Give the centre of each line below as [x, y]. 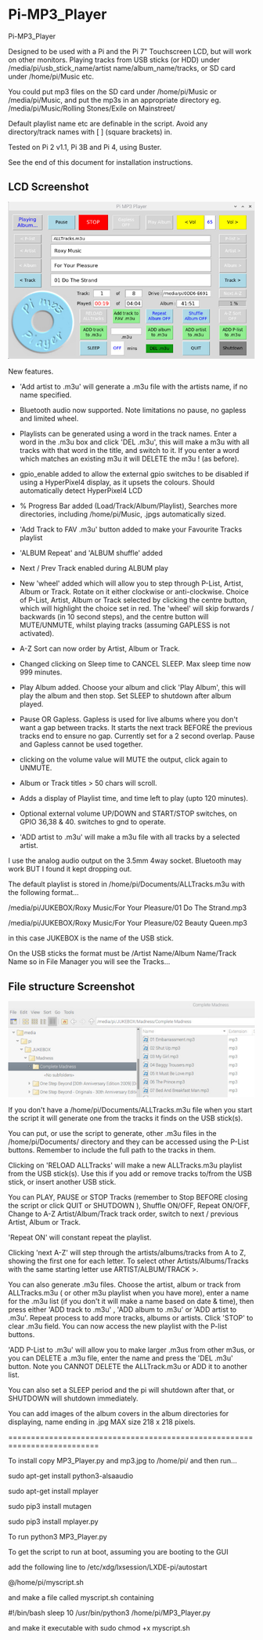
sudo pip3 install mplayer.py [54, 1521]
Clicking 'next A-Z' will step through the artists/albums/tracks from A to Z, [127, 1252]
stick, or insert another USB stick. [62, 1182]
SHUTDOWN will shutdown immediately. [73, 1398]
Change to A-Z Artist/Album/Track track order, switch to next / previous [123, 1214]
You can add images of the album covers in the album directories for [119, 1413]
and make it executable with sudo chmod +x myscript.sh [99, 1627]
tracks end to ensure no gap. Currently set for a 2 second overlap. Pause [137, 736]
